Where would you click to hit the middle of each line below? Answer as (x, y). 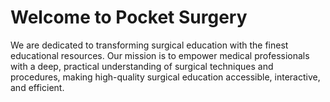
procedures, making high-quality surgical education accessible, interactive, (165, 77)
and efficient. (37, 87)
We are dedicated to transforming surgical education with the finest (149, 45)
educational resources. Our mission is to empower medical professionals (160, 55)
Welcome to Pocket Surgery (129, 17)
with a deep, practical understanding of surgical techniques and (142, 66)
